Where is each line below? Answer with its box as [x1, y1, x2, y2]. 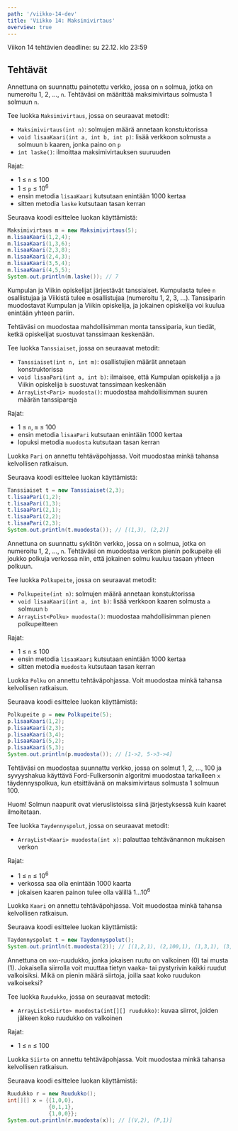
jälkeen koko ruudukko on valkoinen [17, 1014, 123, 1022]
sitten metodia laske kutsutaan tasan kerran [17, 199, 146, 208]
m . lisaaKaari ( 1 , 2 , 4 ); [7, 233, 72, 240]
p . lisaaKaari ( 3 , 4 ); [7, 731, 65, 738]
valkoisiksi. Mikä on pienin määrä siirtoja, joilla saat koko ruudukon [7, 971, 200, 980]
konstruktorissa [17, 365, 64, 373]
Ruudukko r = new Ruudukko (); [7, 1090, 97, 1098]
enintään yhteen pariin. [7, 309, 74, 317]
